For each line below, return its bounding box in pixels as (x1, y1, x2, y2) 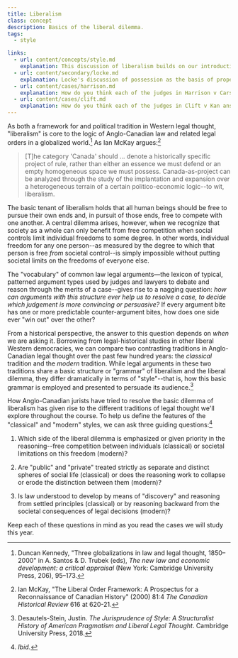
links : (7, 50, 27, 57)
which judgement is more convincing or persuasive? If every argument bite (7, 300, 226, 309)
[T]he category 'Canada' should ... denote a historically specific (24, 152, 211, 160)
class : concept (7, 17, 52, 24)
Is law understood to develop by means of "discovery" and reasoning (17, 491, 220, 500)
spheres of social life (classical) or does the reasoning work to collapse (17, 470, 226, 479)
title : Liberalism (7, 10, 62, 18)
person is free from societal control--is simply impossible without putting (7, 248, 220, 257)
